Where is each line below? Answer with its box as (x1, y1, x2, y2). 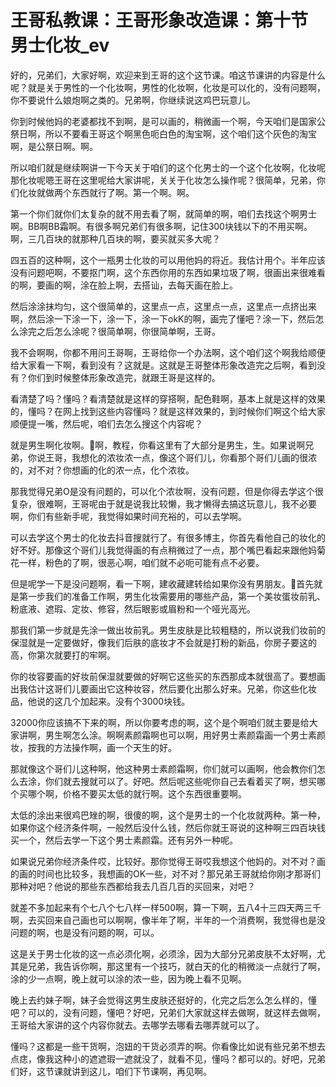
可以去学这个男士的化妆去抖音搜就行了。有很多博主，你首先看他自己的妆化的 (10, 531, 326, 543)
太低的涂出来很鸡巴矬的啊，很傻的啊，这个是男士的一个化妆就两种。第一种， (10, 809, 326, 821)
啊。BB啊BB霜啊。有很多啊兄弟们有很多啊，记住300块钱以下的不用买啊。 (10, 220, 313, 232)
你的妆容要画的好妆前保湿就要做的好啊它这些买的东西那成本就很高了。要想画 (10, 670, 326, 682)
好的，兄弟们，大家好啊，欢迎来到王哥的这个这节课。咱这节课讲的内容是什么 (10, 69, 326, 81)
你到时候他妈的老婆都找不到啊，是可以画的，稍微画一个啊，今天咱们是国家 (10, 115, 317, 127)
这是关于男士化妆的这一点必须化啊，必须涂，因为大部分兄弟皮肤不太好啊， (10, 947, 317, 960)
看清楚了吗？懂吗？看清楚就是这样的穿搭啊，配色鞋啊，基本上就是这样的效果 (10, 392, 326, 405)
